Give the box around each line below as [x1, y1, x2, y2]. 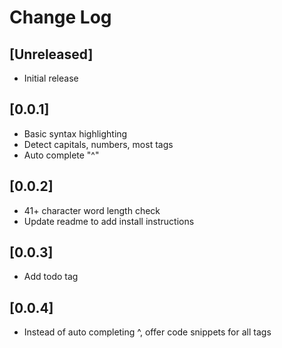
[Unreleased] [9, 46, 94, 63]
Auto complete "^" [23, 149, 100, 161]
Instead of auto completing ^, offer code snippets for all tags [23, 326, 272, 338]
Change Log [9, 6, 112, 29]
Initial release [23, 72, 79, 84]
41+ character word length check [23, 204, 161, 216]
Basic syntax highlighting [23, 127, 128, 140]
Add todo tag [23, 271, 79, 283]
